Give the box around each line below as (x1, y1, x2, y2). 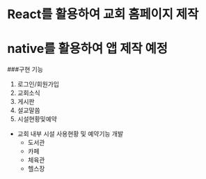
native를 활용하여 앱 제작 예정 (7, 41, 168, 56)
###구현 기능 (7, 65, 44, 74)
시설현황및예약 (17, 115, 57, 123)
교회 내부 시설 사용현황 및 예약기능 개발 (17, 130, 124, 138)
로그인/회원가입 (17, 80, 60, 88)
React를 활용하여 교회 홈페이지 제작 (7, 6, 199, 22)
